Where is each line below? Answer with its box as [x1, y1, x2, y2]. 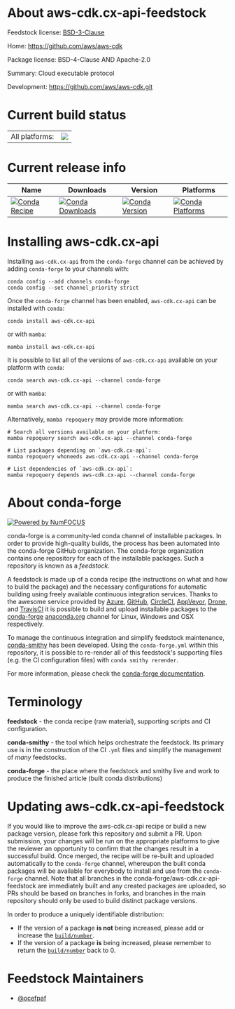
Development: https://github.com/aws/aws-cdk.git [7, 82, 153, 91]
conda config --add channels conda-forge [7, 278, 130, 285]
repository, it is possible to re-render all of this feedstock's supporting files [7, 648, 222, 657]
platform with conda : [7, 363, 65, 371]
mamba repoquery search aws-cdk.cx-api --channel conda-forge [7, 434, 192, 441]
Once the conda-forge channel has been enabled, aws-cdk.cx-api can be [7, 296, 217, 305]
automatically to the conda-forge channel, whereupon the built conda [7, 859, 206, 867]
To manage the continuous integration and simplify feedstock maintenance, [7, 633, 225, 641]
